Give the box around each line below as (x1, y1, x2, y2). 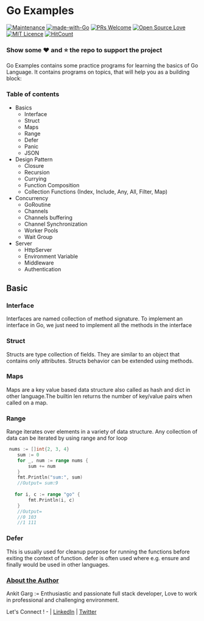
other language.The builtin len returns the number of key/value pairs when (6, 392, 193, 400)
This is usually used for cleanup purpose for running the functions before (6, 548, 190, 555)
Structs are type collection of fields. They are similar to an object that (6, 350, 180, 358)
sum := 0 (17, 451, 40, 458)
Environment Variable (24, 252, 78, 260)
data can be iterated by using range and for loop (6, 434, 128, 442)
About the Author (6, 576, 59, 585)
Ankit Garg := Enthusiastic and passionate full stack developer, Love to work (6, 589, 197, 597)
